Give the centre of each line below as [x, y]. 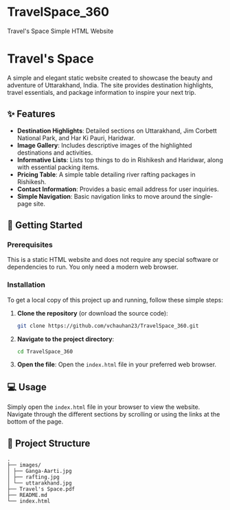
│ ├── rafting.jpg [33, 477]
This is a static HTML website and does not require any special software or [113, 260]
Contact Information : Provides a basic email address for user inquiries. [118, 189]
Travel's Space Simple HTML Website [60, 31]
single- [203, 196]
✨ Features [31, 114]
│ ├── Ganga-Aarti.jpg [39, 472]
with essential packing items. [58, 167]
